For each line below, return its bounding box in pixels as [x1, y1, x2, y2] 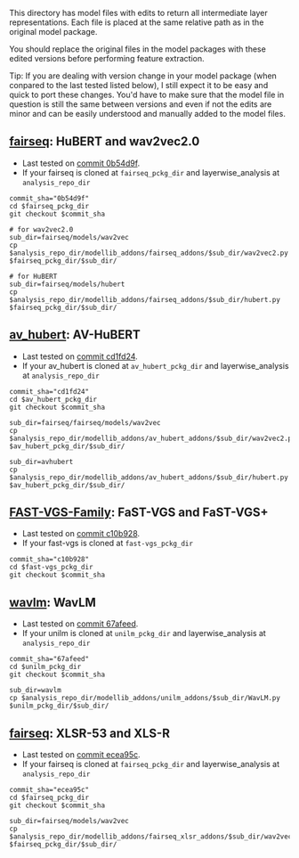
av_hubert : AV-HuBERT [9, 327, 141, 342]
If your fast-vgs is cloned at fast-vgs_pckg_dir [21, 538, 194, 549]
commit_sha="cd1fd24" [9, 387, 90, 396]
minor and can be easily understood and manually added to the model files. [9, 109, 287, 118]
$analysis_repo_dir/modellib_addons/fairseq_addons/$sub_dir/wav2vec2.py [9, 249, 289, 257]
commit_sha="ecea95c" [9, 786, 90, 795]
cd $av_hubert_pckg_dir [9, 395, 98, 404]
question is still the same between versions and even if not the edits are [9, 99, 272, 110]
